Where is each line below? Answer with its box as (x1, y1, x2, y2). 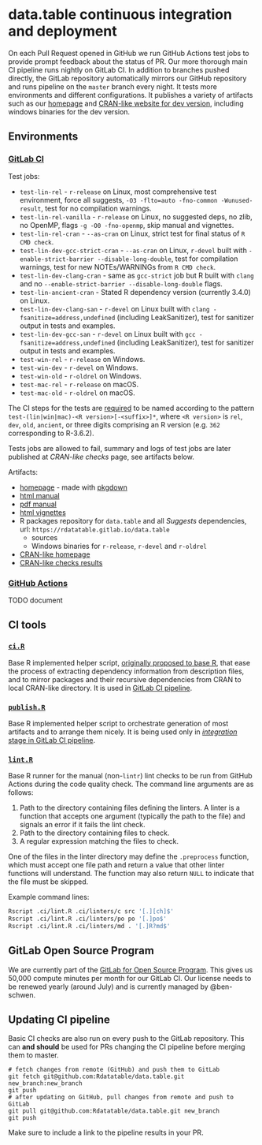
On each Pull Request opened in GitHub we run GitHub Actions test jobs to (8, 48, 249, 58)
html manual (19, 490, 61, 500)
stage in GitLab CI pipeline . (8, 735, 96, 744)
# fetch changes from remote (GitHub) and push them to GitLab (8, 1066, 220, 1074)
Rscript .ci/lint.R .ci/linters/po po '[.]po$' (8, 915, 168, 923)
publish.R (8, 703, 46, 711)
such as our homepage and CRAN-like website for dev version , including (8, 99, 244, 108)
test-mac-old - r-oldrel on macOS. (19, 388, 135, 397)
